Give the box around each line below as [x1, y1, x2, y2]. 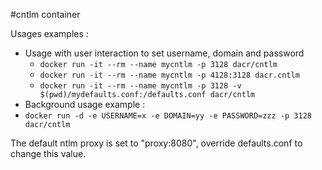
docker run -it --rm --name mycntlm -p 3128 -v [39, 81, 242, 91]
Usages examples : [10, 28, 89, 39]
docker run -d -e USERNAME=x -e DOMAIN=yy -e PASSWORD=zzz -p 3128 [24, 111, 312, 121]
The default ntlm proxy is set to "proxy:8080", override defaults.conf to [10, 137, 303, 149]
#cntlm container [10, 9, 81, 20]
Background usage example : [24, 99, 146, 110]
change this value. [10, 148, 87, 159]
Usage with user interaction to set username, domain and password [24, 47, 305, 59]
